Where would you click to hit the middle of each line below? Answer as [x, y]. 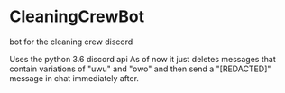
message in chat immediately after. [74, 78]
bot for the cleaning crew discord [71, 42]
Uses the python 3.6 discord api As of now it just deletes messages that [143, 59]
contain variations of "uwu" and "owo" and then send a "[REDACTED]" [140, 69]
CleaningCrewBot [77, 17]
